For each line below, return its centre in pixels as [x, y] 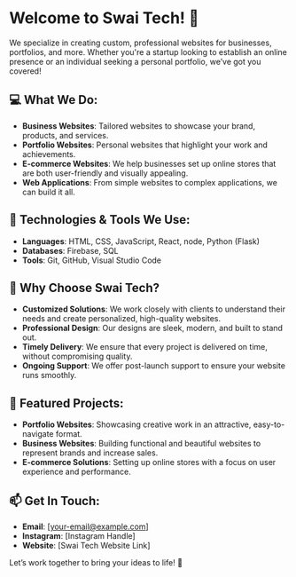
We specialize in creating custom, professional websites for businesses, [140, 43]
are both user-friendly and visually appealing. [105, 173]
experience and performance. [76, 472]
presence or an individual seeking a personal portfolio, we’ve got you [135, 61]
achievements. [49, 154]
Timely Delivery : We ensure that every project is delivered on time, [144, 347]
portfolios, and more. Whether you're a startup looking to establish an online [148, 51]
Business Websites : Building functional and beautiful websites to [141, 444]
